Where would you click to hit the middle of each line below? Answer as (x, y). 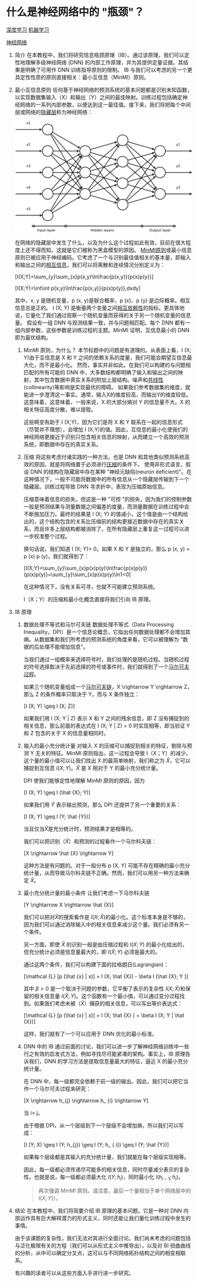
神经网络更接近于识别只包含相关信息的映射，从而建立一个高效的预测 (106, 437)
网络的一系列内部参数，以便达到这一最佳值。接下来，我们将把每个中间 (105, 104)
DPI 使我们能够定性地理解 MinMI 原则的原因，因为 (84, 780)
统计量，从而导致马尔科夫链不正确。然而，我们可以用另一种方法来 (104, 873)
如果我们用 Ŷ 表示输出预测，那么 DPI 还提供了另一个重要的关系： (102, 805)
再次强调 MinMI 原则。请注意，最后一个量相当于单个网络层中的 (114, 1191)
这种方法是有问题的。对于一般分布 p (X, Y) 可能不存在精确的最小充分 (107, 866)
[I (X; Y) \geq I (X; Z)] (49, 706)
